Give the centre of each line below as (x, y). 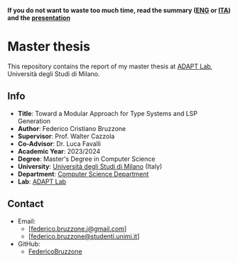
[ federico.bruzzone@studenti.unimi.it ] (84, 236)
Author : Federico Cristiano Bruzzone (72, 128)
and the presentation (39, 18)
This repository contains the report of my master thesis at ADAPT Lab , (110, 66)
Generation (34, 121)
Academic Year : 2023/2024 (59, 151)
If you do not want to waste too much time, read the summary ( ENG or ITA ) (119, 10)
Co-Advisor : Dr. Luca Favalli (59, 143)
